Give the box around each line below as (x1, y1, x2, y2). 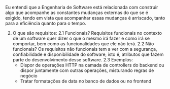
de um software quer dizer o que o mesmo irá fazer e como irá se (12, 35, 150, 41)
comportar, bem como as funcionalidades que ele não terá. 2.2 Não (12, 41, 154, 47)
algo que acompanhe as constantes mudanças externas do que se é (5, 10, 149, 16)
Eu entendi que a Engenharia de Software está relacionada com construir (5, 5, 158, 10)
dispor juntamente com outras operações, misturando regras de (20, 67, 154, 73)
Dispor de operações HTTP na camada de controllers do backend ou (20, 62, 164, 68)
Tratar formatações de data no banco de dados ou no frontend (20, 78, 152, 84)
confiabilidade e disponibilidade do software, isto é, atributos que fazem (12, 51, 164, 57)
